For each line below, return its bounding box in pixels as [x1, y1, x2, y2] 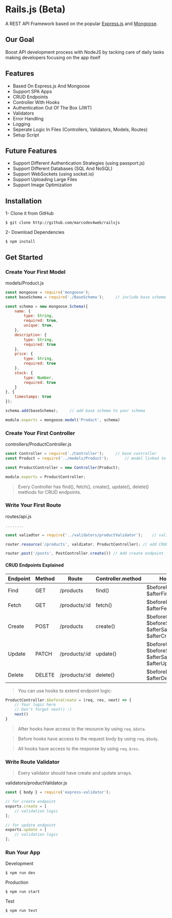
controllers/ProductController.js [5, 441, 72, 447]
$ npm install [5, 239, 36, 244]
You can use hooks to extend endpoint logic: [17, 687, 112, 694]
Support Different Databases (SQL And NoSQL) [12, 165, 113, 172]
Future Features [5, 146, 57, 155]
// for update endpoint [5, 822, 56, 827]
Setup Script [12, 132, 39, 138]
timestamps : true [14, 394, 52, 400]
